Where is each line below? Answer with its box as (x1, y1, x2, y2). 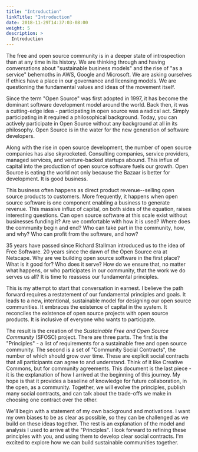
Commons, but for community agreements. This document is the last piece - (6, 365, 192, 372)
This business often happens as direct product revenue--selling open (6, 187, 175, 193)
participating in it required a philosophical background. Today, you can (6, 114, 177, 121)
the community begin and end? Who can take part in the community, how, (6, 225, 186, 231)
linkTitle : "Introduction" (6, 14, 72, 20)
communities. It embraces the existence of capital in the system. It (6, 303, 167, 310)
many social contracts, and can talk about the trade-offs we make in (6, 390, 172, 397)
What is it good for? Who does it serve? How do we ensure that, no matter (6, 260, 186, 268)
